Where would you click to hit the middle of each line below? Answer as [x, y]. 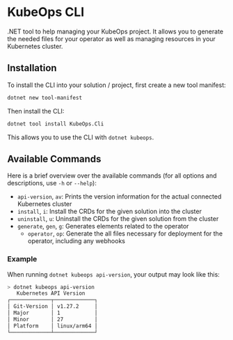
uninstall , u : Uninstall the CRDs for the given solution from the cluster [118, 219]
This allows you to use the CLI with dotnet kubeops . [81, 137]
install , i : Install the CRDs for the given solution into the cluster [109, 211]
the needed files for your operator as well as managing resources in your [111, 38]
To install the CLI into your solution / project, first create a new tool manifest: [116, 85]
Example [22, 259]
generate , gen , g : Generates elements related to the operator [103, 226]
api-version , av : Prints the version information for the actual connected [119, 196]
